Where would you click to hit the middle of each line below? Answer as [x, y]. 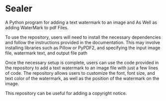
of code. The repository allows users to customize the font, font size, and [80, 73]
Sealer [19, 9]
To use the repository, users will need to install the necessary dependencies [83, 37]
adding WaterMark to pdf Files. [37, 27]
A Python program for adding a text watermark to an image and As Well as [81, 22]
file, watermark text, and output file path [46, 53]
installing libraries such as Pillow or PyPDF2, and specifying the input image [83, 48]
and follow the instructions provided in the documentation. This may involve [83, 42]
